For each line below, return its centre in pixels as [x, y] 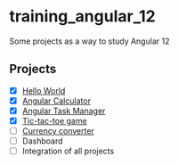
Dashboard [42, 141]
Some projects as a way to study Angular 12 [89, 41]
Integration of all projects [68, 151]
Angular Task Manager [64, 111]
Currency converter [58, 131]
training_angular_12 [82, 16]
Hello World [44, 90]
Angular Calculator [57, 101]
